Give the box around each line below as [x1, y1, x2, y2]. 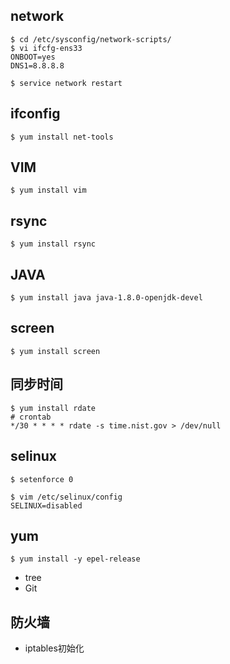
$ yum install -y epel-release [10, 554, 141, 564]
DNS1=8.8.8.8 [10, 60, 65, 71]
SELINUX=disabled [10, 500, 83, 511]
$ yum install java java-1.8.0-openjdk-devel [10, 293, 203, 303]
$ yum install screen [10, 346, 101, 356]
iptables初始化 [24, 642, 85, 654]
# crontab [10, 412, 52, 422]
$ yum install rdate [10, 403, 97, 413]
